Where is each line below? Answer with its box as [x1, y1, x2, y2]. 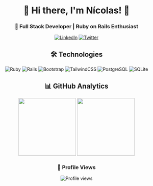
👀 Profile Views [57, 164, 96, 171]
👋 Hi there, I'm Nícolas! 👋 [23, 5, 130, 16]
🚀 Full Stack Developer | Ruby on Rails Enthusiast [14, 23, 139, 30]
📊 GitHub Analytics [44, 81, 109, 90]
